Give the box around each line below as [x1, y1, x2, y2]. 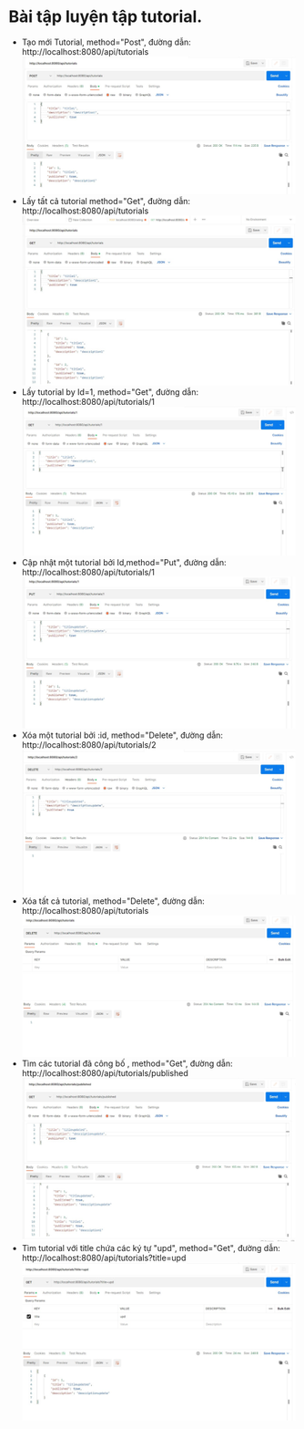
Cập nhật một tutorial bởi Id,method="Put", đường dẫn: [21, 556, 227, 567]
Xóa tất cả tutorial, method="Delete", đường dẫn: [21, 896, 206, 906]
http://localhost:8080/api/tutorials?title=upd [21, 1252, 187, 1263]
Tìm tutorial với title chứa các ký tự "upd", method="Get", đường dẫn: [21, 1242, 281, 1253]
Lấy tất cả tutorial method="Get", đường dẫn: [21, 196, 191, 207]
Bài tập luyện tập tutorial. [8, 6, 203, 27]
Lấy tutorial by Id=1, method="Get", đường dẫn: [21, 386, 199, 398]
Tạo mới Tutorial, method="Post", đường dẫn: [21, 36, 192, 47]
